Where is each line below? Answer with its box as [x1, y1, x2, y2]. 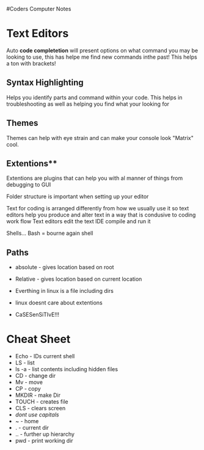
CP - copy [15, 385, 41, 393]
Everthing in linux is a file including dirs [15, 287, 114, 295]
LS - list [15, 359, 35, 366]
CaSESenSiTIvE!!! [15, 311, 60, 319]
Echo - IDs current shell [15, 353, 75, 360]
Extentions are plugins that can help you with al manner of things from [6, 174, 183, 182]
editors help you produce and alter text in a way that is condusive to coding [6, 211, 196, 219]
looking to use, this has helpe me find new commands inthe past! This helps [6, 53, 197, 61]
